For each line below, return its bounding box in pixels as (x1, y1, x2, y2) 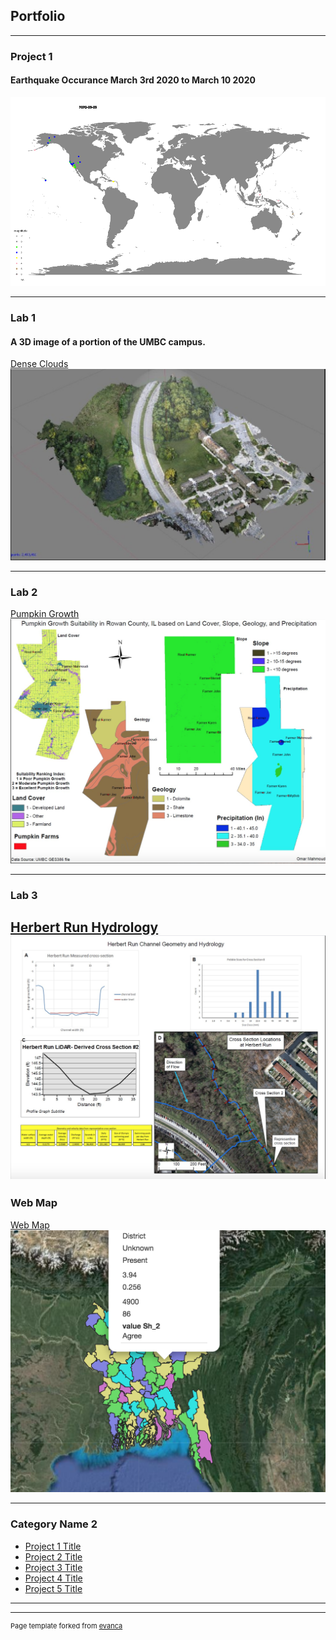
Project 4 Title (24, 1572, 83, 1584)
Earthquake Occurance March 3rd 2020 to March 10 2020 (10, 74, 257, 86)
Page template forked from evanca (10, 1620, 123, 1631)
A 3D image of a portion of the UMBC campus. (10, 335, 206, 348)
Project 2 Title (24, 1550, 83, 1563)
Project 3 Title (24, 1561, 83, 1573)
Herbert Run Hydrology (10, 919, 159, 936)
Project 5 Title (24, 1582, 83, 1594)
